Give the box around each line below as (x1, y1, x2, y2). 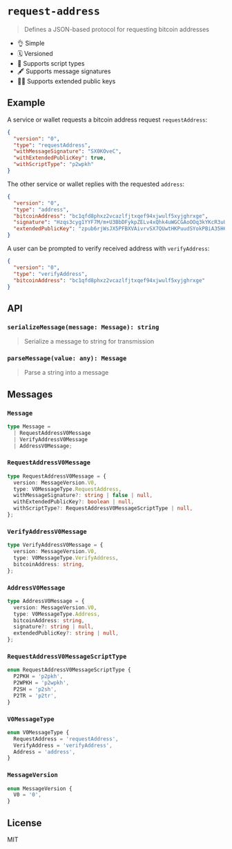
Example (7, 97, 46, 109)
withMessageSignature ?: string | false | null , (13, 492, 153, 499)
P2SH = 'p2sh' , (13, 686, 57, 693)
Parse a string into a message (23, 368, 109, 377)
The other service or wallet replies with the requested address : (7, 180, 185, 188)
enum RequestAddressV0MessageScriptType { (7, 666, 131, 673)
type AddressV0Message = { (7, 597, 85, 604)
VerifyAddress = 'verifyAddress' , (13, 742, 113, 749)
